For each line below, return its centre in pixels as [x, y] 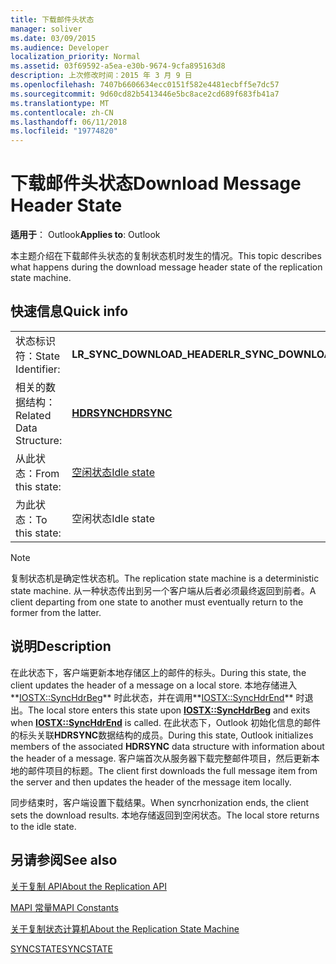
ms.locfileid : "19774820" [64, 131]
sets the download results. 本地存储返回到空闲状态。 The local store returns [165, 815]
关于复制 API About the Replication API [88, 886]
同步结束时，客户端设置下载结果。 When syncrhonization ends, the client [160, 802]
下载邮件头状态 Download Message [156, 183]
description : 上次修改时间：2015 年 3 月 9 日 [101, 76]
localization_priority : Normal [75, 57]
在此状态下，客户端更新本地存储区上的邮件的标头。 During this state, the [158, 672]
